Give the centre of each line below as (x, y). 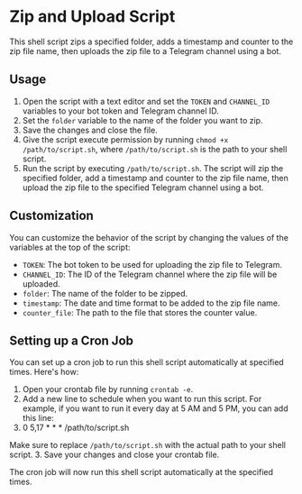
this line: (38, 418)
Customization (52, 216)
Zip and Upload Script (92, 17)
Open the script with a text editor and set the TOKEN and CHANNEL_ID (146, 101)
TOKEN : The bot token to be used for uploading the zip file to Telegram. (152, 264)
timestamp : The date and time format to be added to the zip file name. (151, 303)
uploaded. (41, 284)
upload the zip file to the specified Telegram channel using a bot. (143, 188)
